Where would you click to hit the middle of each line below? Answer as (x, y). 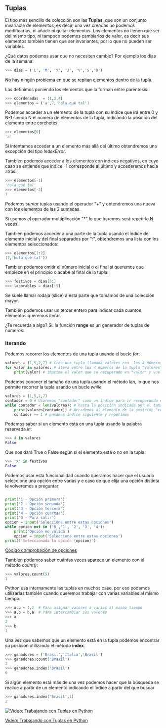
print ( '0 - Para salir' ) (31, 518)
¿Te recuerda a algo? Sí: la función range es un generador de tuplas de (77, 325)
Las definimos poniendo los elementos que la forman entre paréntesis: (77, 89)
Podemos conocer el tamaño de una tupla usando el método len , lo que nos (82, 382)
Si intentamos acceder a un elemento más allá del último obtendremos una (81, 146)
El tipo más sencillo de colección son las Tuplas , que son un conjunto (76, 20)
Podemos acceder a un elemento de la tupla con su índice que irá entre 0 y (82, 112)
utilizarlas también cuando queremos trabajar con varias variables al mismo (82, 593)
